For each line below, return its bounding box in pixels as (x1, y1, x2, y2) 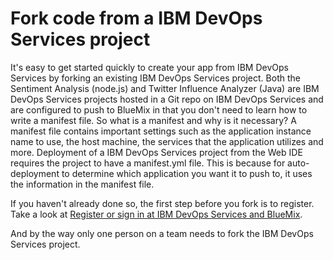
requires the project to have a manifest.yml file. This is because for (10, 157, 286, 169)
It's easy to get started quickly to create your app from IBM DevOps (10, 61, 289, 73)
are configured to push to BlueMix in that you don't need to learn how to (10, 103, 308, 116)
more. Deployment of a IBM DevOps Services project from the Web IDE (10, 146, 303, 158)
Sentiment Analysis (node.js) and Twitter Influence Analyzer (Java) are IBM (10, 82, 320, 94)
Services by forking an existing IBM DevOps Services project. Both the (10, 72, 301, 84)
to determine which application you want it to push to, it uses (61, 167, 313, 179)
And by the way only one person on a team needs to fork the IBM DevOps (10, 227, 314, 239)
